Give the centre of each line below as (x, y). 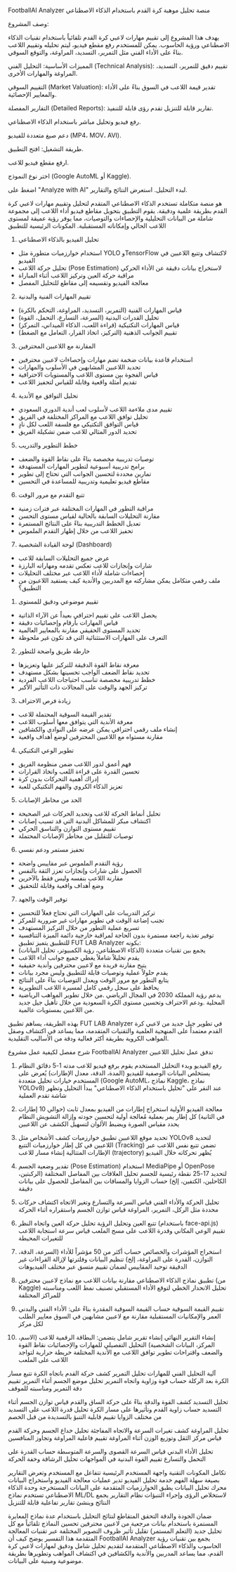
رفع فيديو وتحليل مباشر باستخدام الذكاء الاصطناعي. (74, 122)
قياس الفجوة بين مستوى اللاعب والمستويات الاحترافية (88, 374)
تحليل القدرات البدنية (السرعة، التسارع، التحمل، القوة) (88, 317)
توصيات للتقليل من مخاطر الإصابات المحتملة (76, 836)
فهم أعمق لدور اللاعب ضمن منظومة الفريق (75, 764)
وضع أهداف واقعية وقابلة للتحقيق (61, 885)
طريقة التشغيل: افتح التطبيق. (46, 149)
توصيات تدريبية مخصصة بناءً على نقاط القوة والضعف (86, 459)
